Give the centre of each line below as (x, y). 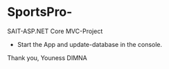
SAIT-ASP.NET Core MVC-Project (55, 31)
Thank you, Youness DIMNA (47, 58)
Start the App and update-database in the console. (90, 44)
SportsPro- (40, 12)
